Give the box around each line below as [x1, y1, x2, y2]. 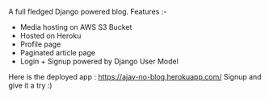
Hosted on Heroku [19, 31, 82, 40]
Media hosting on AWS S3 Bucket [19, 22, 132, 31]
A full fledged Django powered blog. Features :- [8, 7, 167, 16]
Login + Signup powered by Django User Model [19, 56, 179, 66]
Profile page [19, 39, 61, 49]
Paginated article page [19, 48, 95, 57]
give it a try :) [8, 80, 53, 90]
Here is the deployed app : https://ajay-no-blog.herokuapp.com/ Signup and [8, 72, 262, 81]
